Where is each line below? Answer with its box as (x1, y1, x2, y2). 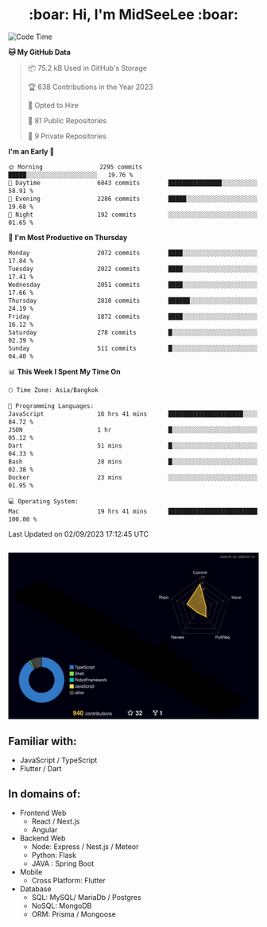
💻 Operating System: (8, 497, 79, 506)
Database (19, 884, 52, 894)
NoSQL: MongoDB (31, 901, 92, 911)
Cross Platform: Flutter (31, 876, 106, 886)
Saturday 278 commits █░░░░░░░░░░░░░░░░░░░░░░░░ (8, 328, 258, 336)
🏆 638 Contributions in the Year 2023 (27, 82, 153, 91)
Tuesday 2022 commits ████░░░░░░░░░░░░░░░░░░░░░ (8, 265, 258, 273)
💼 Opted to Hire (27, 100, 79, 110)
